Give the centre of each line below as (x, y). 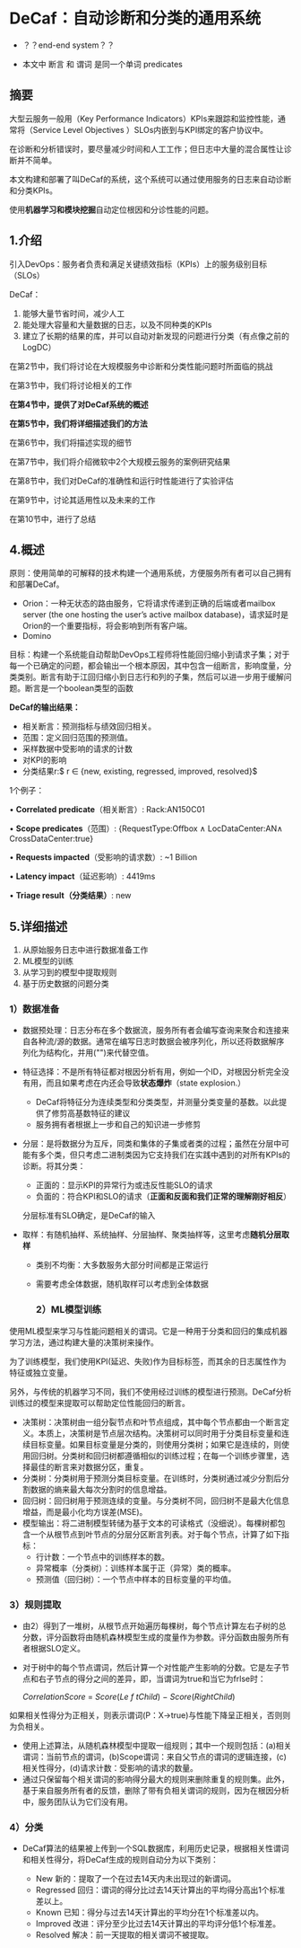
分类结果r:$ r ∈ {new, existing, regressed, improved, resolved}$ (140, 771)
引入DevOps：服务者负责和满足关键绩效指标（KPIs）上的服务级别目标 (138, 264)
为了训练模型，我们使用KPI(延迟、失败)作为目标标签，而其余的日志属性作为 (148, 1361)
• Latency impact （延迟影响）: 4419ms (82, 876)
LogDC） (39, 347)
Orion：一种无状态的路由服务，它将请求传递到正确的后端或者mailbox (149, 604)
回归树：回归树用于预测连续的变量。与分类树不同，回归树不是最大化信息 (155, 1501)
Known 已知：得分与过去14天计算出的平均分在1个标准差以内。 (150, 1913)
